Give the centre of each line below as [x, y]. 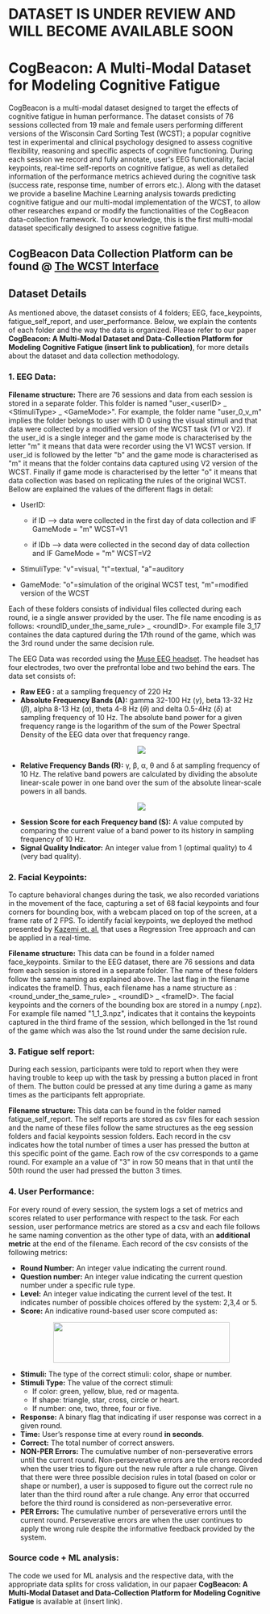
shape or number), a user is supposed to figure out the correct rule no [137, 1485]
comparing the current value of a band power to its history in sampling [137, 830]
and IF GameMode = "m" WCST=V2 [91, 553]
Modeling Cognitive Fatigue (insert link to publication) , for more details [129, 348]
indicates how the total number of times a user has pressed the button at [129, 1145]
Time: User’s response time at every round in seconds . [112, 1434]
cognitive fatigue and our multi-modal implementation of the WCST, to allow [135, 202]
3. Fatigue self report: [52, 1051]
